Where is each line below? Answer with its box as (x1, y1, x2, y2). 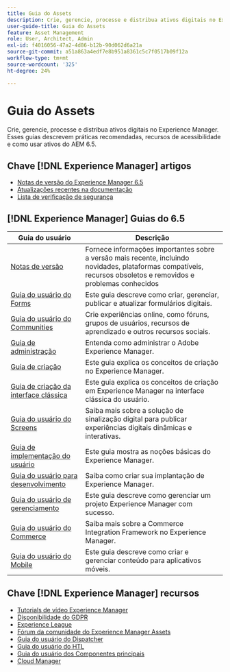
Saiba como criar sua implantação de (85, 471, 205, 481)
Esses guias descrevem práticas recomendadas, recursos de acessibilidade (7, 133, 221, 141)
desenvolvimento (10, 479, 66, 489)
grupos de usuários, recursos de (85, 318, 190, 328)
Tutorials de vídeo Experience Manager (16, 605, 129, 614)
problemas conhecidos (85, 279, 159, 289)
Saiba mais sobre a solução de (85, 406, 183, 416)
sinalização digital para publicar (85, 414, 188, 424)
